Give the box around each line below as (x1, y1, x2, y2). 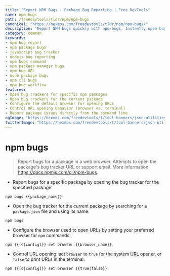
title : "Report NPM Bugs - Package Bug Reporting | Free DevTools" (5, 7, 151, 13)
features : (5, 87, 26, 92)
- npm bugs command (5, 59, 47, 64)
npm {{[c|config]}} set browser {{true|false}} (5, 266, 108, 271)
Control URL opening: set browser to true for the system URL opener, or (12, 251, 162, 257)
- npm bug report (5, 40, 42, 45)
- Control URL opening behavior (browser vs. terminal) (5, 106, 125, 111)
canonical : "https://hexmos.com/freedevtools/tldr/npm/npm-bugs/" (5, 21, 148, 27)
